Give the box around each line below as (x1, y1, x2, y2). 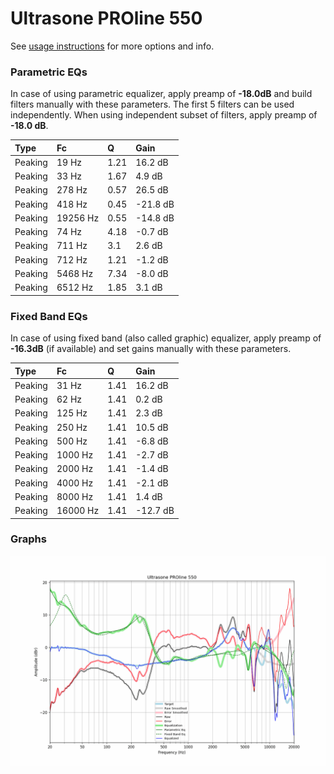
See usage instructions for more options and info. (10, 40, 215, 52)
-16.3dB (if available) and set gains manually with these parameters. (10, 343, 292, 355)
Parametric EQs (10, 65, 88, 79)
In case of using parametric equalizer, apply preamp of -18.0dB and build (10, 88, 313, 100)
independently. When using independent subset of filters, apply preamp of (10, 109, 318, 121)
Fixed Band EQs (10, 309, 88, 323)
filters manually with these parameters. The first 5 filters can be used (10, 98, 295, 111)
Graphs (10, 532, 47, 546)
